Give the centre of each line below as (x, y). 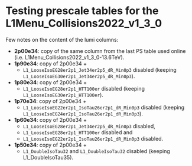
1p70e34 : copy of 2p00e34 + (50, 101)
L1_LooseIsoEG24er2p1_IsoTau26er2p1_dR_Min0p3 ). (83, 114)
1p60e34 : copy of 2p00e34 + (50, 119)
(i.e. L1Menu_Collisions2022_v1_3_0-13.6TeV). (69, 57)
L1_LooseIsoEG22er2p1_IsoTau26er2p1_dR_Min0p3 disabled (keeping (103, 107)
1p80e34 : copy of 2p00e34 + (50, 82)
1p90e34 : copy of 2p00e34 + (50, 64)
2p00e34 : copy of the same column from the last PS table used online (100, 51)
